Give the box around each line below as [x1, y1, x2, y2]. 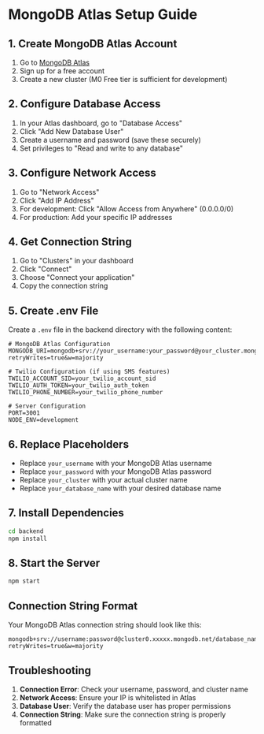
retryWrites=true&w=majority [8, 643, 104, 650]
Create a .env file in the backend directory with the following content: [8, 325, 233, 334]
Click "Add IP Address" [19, 196, 94, 205]
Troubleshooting [8, 664, 92, 677]
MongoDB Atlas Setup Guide [8, 6, 198, 24]
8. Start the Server [8, 557, 101, 570]
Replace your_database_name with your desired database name [19, 483, 222, 494]
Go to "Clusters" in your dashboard [19, 256, 134, 266]
